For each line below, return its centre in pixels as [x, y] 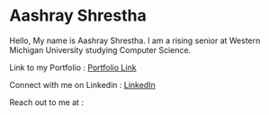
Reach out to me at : [46, 102]
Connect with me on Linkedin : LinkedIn [82, 84]
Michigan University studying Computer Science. [100, 49]
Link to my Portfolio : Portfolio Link [73, 67]
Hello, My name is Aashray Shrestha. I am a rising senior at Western [135, 40]
